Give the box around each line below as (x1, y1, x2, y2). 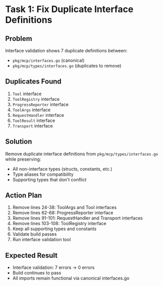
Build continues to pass (12, 270, 61, 276)
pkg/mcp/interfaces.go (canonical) (12, 57, 85, 63)
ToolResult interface (12, 117, 55, 123)
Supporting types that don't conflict (12, 176, 87, 182)
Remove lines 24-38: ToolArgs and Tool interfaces (12, 204, 117, 210)
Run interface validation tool (12, 237, 71, 243)
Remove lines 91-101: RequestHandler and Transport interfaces (12, 215, 143, 221)
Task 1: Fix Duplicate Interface (5, 4, 134, 15)
